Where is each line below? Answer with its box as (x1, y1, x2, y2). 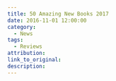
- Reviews (13, 43, 42, 50)
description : (7, 63, 46, 70)
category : (7, 23, 37, 30)
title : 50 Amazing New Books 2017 (7, 10, 110, 18)
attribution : (7, 50, 46, 57)
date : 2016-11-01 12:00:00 (7, 17, 87, 24)
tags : (7, 37, 23, 44)
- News (13, 30, 33, 37)
